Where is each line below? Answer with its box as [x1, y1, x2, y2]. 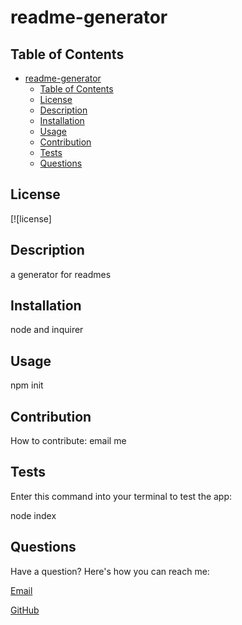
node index [10, 509, 57, 521]
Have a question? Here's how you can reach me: [10, 565, 210, 577]
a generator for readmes [10, 268, 112, 280]
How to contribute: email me [10, 435, 127, 447]
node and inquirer [10, 324, 84, 336]
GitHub [10, 604, 40, 616]
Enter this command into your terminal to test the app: [10, 490, 233, 502]
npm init [10, 379, 44, 391]
